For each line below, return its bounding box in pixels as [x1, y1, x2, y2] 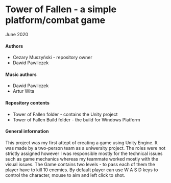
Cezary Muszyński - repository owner [12, 55, 93, 61]
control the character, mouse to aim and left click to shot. [5, 172, 126, 178]
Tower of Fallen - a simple [5, 4, 116, 15]
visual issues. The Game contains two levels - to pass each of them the [5, 161, 155, 167]
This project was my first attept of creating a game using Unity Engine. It [5, 139, 158, 146]
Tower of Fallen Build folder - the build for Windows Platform [12, 116, 140, 123]
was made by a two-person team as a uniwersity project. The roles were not [5, 145, 166, 151]
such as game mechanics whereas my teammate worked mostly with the [5, 155, 158, 162]
